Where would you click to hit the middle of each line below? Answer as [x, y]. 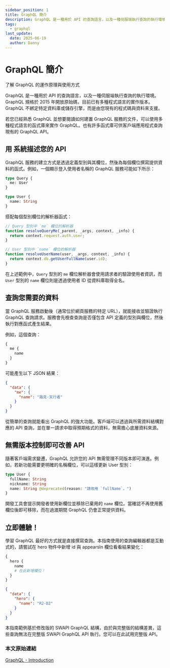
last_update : [19, 33]
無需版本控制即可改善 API [45, 445]
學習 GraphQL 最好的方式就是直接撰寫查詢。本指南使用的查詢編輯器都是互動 [84, 541]
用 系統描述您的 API [36, 149]
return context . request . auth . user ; [47, 236]
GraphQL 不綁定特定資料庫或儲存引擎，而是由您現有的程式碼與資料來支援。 [84, 108]
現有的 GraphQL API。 [28, 131]
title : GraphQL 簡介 [26, 15]
